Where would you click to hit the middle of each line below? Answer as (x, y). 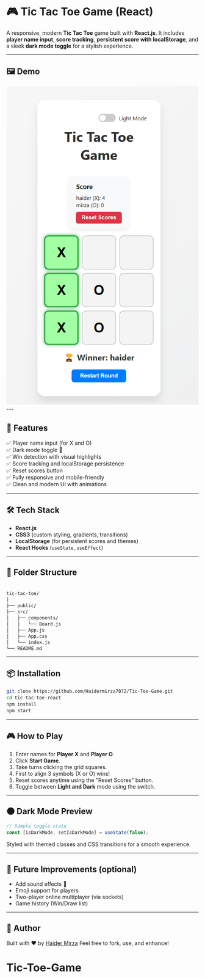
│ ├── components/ (33, 618)
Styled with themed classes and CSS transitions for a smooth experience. (99, 844)
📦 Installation (34, 673)
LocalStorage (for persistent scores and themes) (77, 541)
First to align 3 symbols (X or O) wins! (63, 773)
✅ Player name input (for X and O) (49, 443)
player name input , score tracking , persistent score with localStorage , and (102, 39)
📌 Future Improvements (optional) (72, 869)
